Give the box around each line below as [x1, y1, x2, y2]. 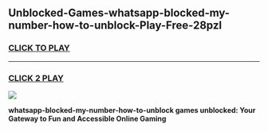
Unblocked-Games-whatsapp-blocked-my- [8, 6, 230, 20]
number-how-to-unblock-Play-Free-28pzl [8, 19, 222, 33]
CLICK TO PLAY [8, 43, 70, 54]
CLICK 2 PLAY [8, 72, 64, 83]
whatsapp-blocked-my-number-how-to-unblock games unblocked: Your [8, 105, 256, 114]
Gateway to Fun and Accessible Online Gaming [8, 114, 167, 123]
